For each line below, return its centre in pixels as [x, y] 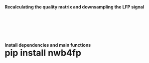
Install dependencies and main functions [48, 45]
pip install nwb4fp [43, 53]
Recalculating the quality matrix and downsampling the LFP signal [74, 7]
